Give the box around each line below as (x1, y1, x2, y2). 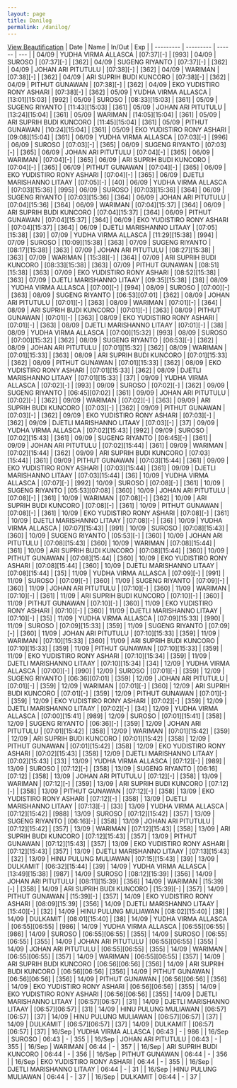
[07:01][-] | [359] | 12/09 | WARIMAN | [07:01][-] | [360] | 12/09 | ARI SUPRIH (7, 682, 230, 690)
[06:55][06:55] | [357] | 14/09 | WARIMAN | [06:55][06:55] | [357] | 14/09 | (7, 952, 225, 961)
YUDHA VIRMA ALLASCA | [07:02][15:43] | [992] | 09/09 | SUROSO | (7, 426, 209, 435)
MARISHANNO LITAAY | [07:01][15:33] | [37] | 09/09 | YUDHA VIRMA (7, 374, 209, 382)
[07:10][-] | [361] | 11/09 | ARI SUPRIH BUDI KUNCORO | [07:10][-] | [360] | (7, 591, 224, 600)
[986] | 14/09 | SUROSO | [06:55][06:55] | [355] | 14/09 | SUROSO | (7, 930, 204, 938)
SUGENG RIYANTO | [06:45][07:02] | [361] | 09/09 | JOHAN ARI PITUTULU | (7, 388, 230, 397)
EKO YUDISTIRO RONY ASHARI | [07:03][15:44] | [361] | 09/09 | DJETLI (7, 464, 216, 473)
